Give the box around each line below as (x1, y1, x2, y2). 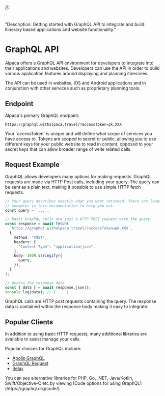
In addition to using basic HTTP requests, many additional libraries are (5, 331, 147, 337)
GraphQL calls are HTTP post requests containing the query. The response (5, 298, 157, 304)
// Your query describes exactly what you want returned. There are (5, 198, 148, 203)
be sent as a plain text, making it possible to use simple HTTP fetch (5, 184, 141, 190)
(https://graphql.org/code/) (5, 386, 60, 392)
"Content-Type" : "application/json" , (18, 244, 96, 249)
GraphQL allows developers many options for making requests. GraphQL (5, 173, 152, 179)
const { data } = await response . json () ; (5, 285, 91, 290)
